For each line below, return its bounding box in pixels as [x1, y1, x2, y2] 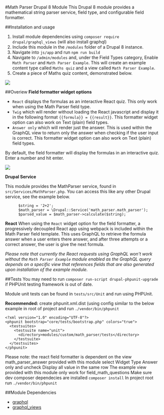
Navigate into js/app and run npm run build [12, 49, 101, 55]
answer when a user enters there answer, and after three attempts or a [5, 236, 148, 242]
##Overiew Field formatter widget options [5, 89, 92, 95]
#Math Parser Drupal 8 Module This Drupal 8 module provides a [5, 4, 135, 10]
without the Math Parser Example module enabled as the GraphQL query [5, 256, 151, 262]
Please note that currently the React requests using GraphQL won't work [5, 251, 153, 257]
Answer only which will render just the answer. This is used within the [12, 125, 152, 130]
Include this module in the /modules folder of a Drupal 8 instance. [12, 44, 144, 50]
